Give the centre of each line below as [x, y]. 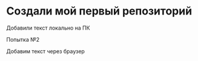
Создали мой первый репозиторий [99, 11]
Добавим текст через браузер [45, 51]
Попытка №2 [23, 39]
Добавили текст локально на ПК [48, 28]
